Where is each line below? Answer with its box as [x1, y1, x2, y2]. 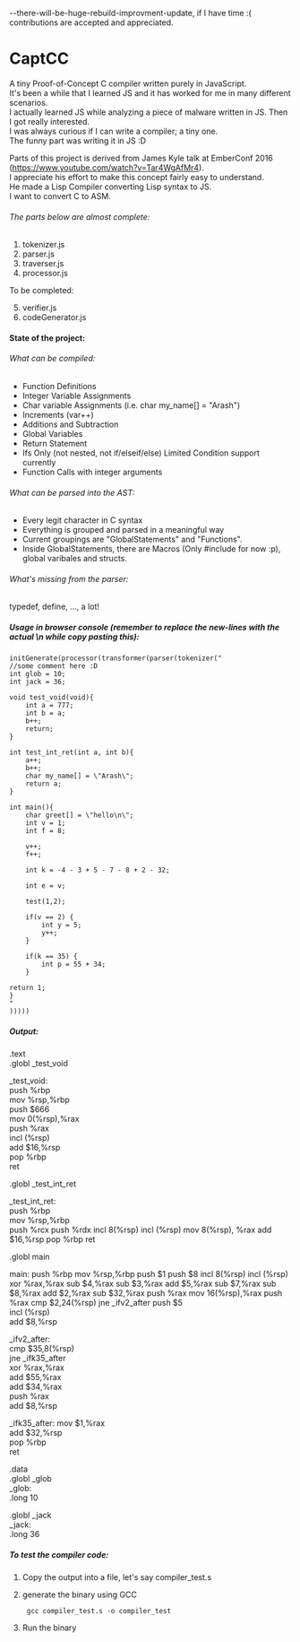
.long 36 [9, 1529, 40, 1540]
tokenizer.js [21, 239, 65, 250]
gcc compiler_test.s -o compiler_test [26, 1607, 172, 1616]
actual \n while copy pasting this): [9, 631, 140, 642]
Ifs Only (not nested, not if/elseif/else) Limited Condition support [21, 447, 260, 458]
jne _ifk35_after [9, 1353, 66, 1364]
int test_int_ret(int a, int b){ [9, 748, 134, 757]
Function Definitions [21, 380, 97, 391]
